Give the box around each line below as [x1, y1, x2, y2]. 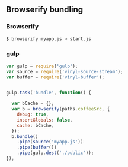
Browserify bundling [6, 5, 84, 15]
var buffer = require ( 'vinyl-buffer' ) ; [6, 74, 105, 80]
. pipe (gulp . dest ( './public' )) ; [17, 150, 94, 156]
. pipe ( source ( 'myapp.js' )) [17, 139, 84, 145]
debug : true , [17, 112, 49, 117]
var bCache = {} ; [11, 100, 55, 107]
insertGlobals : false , [17, 117, 73, 123]
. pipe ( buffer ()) [17, 145, 57, 150]
